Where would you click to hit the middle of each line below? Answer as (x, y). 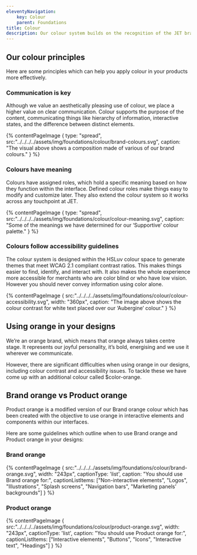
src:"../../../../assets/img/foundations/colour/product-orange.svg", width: (93, 527)
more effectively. (26, 78)
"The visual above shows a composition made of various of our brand (90, 148)
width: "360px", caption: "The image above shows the (116, 302)
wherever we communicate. (40, 353)
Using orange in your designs (61, 327)
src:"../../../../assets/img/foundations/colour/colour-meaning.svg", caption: (95, 218)
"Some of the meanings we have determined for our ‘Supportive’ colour (92, 225)
